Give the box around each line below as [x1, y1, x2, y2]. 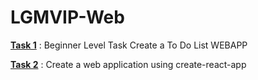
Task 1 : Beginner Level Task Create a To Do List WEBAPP [10, 39, 248, 51]
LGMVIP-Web [10, 6, 125, 29]
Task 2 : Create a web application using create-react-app [10, 58, 247, 70]
